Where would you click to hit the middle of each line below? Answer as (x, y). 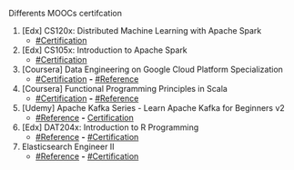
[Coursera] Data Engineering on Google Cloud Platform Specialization (152, 69)
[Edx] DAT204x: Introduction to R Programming (110, 127)
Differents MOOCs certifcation (65, 13)
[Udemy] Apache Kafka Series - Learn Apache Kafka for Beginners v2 (153, 108)
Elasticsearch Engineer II (68, 146)
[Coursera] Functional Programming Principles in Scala (125, 89)
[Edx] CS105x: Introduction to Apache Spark (104, 50)
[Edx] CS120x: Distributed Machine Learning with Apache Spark (142, 30)
